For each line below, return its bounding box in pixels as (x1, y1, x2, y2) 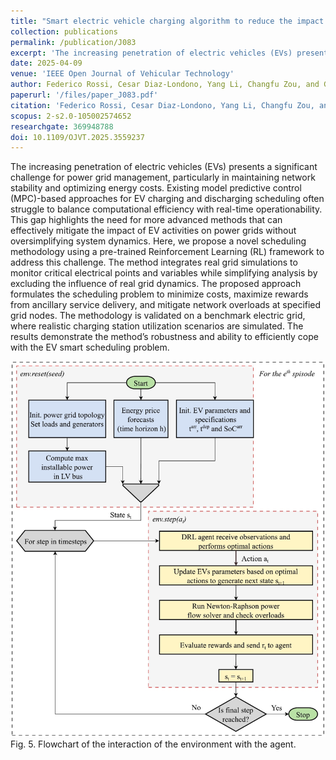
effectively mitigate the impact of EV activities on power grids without (10, 225, 297, 237)
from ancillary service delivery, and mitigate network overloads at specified (10, 299, 322, 311)
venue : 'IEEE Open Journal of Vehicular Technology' (10, 69, 235, 79)
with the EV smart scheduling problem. (10, 341, 170, 354)
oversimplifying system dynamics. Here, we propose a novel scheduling (10, 235, 307, 247)
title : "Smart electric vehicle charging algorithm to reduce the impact (10, 16, 325, 26)
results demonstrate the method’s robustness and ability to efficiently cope (10, 331, 319, 343)
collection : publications (10, 26, 118, 37)
